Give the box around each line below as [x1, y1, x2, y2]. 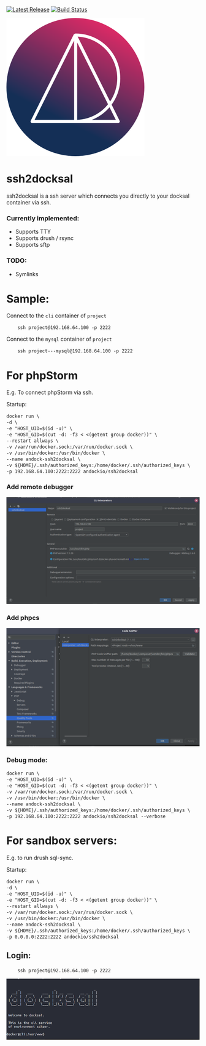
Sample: [6, 292, 50, 306]
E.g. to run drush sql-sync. [6, 854, 74, 861]
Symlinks [15, 270, 39, 277]
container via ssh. [6, 198, 51, 206]
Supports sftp [15, 241, 50, 249]
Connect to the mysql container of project [6, 335, 112, 343]
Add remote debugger [6, 482, 74, 491]
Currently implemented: [6, 214, 80, 222]
